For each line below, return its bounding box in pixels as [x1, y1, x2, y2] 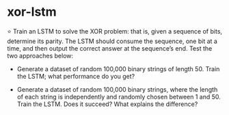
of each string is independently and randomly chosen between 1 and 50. [16, 92, 221, 101]
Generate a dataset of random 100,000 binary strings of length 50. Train [16, 64, 220, 73]
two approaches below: [7, 51, 74, 60]
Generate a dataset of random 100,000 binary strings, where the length [16, 85, 218, 93]
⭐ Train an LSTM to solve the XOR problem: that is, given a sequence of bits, [7, 27, 223, 35]
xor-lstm [7, 4, 57, 20]
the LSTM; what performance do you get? [16, 72, 135, 80]
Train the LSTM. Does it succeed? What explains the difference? [16, 100, 198, 108]
